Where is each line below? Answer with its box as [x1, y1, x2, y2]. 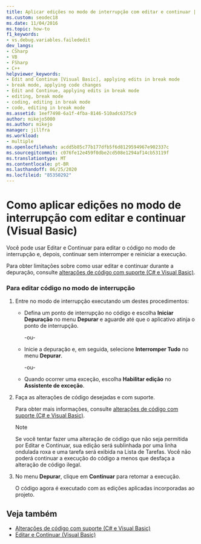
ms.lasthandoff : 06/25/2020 [6, 167, 77, 173]
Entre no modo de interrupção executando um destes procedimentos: [15, 297, 189, 305]
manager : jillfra [6, 127, 50, 133]
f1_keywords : [6, 32, 39, 38]
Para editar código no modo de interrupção [6, 284, 135, 292]
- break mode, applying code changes [6, 82, 102, 88]
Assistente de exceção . [24, 382, 85, 390]
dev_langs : [6, 43, 34, 49]
